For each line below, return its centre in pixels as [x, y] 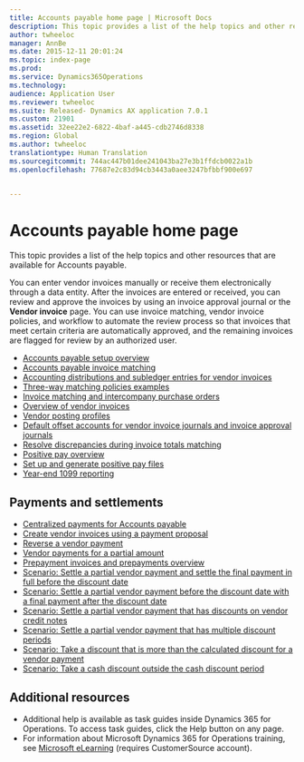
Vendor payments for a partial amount [93, 553]
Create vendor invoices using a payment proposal [115, 534]
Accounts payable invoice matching [89, 367]
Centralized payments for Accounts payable [104, 524]
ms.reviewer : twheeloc [52, 102]
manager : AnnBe [38, 43]
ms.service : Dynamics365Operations [76, 77]
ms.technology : [38, 85]
